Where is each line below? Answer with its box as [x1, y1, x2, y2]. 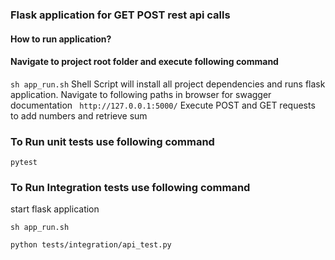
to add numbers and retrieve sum [10, 109, 148, 122]
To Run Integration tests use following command [10, 180, 251, 194]
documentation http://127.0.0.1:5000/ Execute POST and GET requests [10, 99, 316, 111]
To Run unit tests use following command [10, 134, 215, 148]
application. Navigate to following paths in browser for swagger [10, 88, 272, 100]
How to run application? [10, 33, 112, 45]
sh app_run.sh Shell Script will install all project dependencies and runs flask [10, 78, 326, 90]
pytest [10, 158, 38, 168]
